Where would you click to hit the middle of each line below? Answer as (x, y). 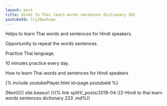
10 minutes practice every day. (37, 63)
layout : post (19, 10)
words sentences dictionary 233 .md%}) (48, 98)
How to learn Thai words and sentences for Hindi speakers (67, 73)
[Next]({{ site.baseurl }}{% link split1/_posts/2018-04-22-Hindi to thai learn (84, 93)
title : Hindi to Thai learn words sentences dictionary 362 (71, 15)
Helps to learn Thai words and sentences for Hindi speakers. (69, 34)
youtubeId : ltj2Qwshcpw (31, 19)
